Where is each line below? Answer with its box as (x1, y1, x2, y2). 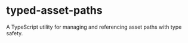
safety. (6, 29, 23, 36)
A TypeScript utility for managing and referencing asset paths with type (6, 23, 182, 30)
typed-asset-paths (6, 4, 103, 17)
